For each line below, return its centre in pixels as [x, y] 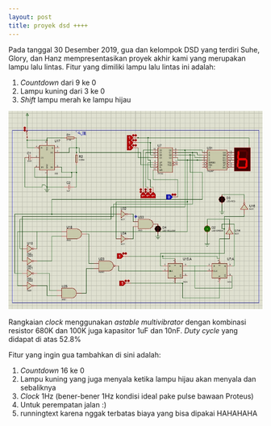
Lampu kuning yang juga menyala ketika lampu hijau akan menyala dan [138, 378]
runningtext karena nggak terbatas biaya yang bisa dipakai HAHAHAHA [139, 413]
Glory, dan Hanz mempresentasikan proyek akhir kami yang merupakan [127, 58]
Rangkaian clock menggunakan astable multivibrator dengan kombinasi [127, 322]
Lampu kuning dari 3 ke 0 [63, 91]
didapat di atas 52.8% [45, 339]
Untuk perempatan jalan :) [63, 404]
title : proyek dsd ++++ [48, 25]
